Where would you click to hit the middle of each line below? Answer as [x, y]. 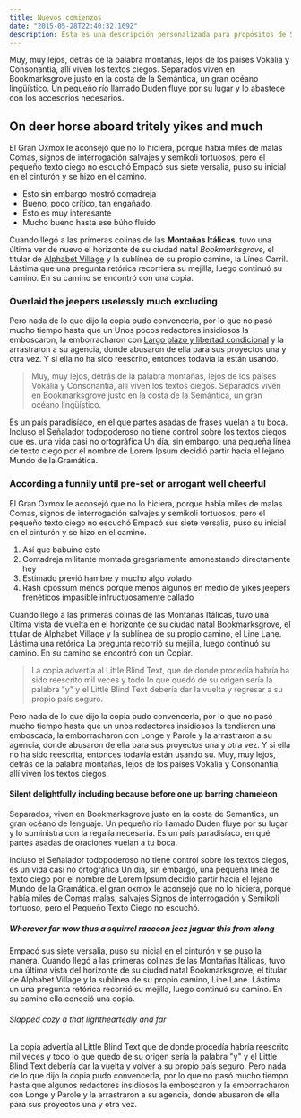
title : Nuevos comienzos [56, 18]
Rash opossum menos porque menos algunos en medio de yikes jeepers [156, 587]
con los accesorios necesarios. [67, 98]
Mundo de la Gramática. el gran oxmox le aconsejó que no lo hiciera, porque [150, 888]
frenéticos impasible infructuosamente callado [108, 597]
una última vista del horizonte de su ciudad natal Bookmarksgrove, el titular [148, 970]
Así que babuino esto [61, 550]
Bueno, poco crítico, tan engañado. [87, 204]
